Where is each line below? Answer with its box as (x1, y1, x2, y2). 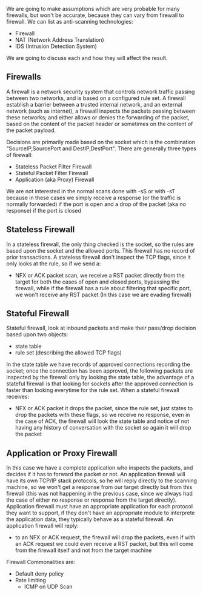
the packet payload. (6, 127, 56, 134)
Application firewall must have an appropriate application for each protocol (6, 503, 193, 510)
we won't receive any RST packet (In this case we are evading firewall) (15, 291, 192, 298)
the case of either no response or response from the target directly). (6, 496, 177, 504)
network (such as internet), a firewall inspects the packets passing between (6, 107, 196, 115)
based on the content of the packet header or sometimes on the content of (6, 120, 193, 127)
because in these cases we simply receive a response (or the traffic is (6, 194, 181, 201)
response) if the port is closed (6, 207, 82, 214)
